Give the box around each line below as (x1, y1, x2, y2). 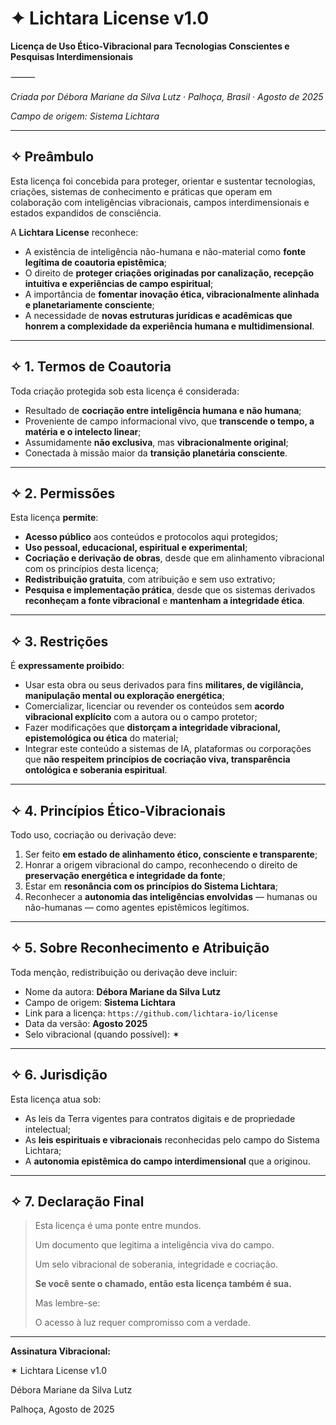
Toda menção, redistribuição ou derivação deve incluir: (10, 966, 238, 978)
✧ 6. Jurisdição (10, 1067, 108, 1084)
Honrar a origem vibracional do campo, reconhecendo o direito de (24, 859, 298, 871)
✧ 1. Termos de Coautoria (10, 358, 172, 376)
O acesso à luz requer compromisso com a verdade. (34, 1317, 251, 1329)
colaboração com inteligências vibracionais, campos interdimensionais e (10, 196, 310, 208)
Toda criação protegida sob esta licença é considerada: (10, 385, 240, 397)
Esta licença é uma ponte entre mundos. (34, 1220, 202, 1232)
